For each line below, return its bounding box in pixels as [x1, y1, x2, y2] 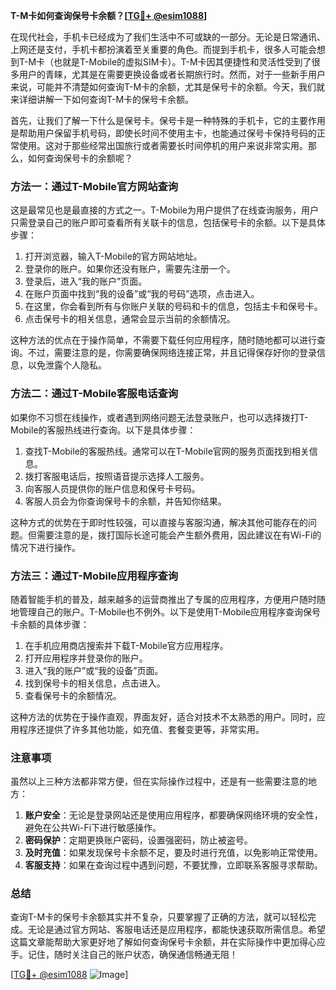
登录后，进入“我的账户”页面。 [24, 275, 148, 288]
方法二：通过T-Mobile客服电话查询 [10, 387, 179, 401]
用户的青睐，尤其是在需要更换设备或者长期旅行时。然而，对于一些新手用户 [18, 69, 326, 80]
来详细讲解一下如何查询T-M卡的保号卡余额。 [10, 94, 195, 105]
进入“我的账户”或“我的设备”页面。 [24, 664, 164, 676]
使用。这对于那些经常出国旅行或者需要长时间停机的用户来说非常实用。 [18, 140, 308, 151]
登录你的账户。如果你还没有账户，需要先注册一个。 [24, 263, 236, 275]
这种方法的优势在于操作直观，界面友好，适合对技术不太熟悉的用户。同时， [10, 710, 317, 723]
